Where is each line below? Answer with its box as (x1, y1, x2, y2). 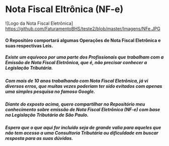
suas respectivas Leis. (5, 42, 53, 48)
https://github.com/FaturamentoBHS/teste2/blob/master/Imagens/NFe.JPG (5, 25, 161, 31)
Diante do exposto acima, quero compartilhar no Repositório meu (5, 101, 145, 107)
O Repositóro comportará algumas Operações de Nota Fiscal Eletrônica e (5, 37, 161, 43)
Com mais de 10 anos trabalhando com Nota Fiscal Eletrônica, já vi (5, 77, 148, 84)
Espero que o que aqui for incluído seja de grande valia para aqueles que (5, 125, 161, 131)
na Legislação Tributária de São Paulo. (5, 112, 89, 118)
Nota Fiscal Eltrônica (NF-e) (5, 4, 124, 15)
